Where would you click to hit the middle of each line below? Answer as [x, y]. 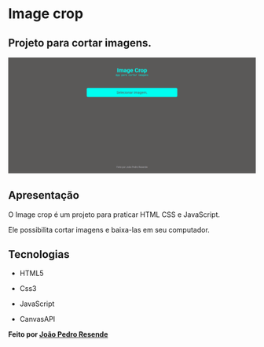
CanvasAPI [37, 319]
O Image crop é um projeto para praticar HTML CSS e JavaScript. [114, 215]
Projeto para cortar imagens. [80, 43]
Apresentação [44, 195]
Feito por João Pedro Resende [58, 334]
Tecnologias [39, 254]
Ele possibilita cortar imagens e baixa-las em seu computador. [109, 229]
